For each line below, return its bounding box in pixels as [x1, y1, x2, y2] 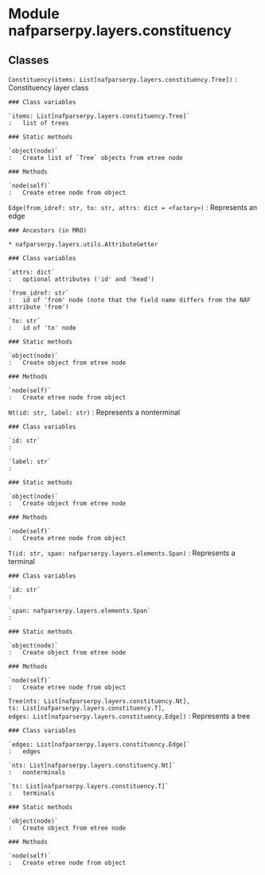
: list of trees [8, 119, 69, 127]
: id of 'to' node [8, 324, 77, 332]
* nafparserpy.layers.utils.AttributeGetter [8, 240, 158, 248]
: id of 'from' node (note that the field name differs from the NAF [8, 296, 251, 304]
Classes [8, 53, 49, 67]
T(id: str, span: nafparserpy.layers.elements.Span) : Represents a [8, 548, 236, 558]
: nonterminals [8, 768, 66, 776]
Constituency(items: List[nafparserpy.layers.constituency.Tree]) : [8, 75, 237, 84]
